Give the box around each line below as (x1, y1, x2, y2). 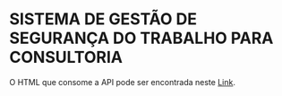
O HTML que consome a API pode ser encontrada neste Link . (9, 76, 235, 87)
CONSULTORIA (9, 48, 124, 67)
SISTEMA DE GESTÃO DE (9, 9, 198, 30)
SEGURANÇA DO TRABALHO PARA (9, 28, 274, 48)
